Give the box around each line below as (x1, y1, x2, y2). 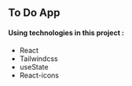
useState (19, 62, 49, 71)
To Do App (8, 6, 60, 20)
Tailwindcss (19, 54, 58, 63)
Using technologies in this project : (8, 27, 124, 38)
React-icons (19, 70, 59, 80)
